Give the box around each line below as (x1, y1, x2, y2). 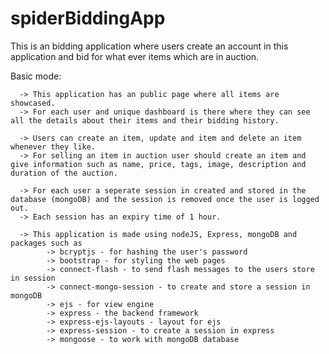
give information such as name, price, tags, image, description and (10, 159, 307, 169)
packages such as (10, 238, 83, 248)
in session (10, 273, 56, 283)
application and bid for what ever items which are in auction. (10, 50, 260, 62)
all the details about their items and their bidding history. (10, 115, 280, 126)
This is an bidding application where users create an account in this (10, 40, 289, 52)
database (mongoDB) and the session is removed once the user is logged (10, 194, 320, 204)
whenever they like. (10, 142, 97, 152)
